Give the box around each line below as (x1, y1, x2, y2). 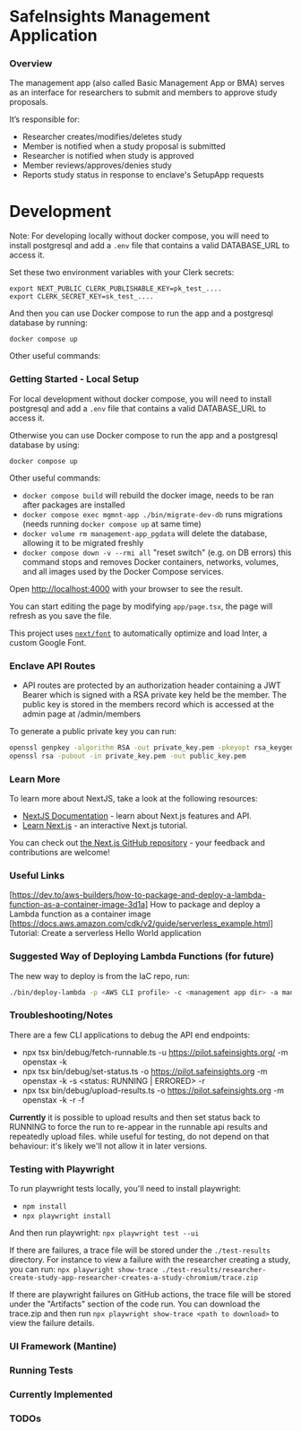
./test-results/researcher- (161, 1266, 267, 1275)
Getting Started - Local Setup (9, 373, 140, 386)
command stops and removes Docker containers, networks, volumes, (21, 556, 279, 567)
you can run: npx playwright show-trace (9, 1264, 159, 1275)
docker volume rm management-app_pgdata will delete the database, (21, 527, 268, 539)
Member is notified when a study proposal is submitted (21, 141, 226, 152)
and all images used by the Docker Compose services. (21, 566, 224, 577)
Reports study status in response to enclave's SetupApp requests (21, 169, 264, 180)
